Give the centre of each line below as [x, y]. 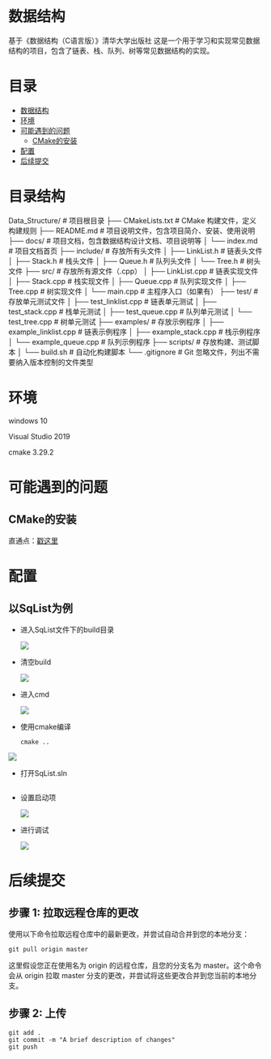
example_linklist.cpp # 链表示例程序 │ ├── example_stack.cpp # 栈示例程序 [134, 332]
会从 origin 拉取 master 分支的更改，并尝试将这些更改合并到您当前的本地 [129, 975]
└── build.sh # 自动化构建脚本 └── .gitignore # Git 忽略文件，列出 [135, 352]
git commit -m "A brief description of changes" [92, 1040]
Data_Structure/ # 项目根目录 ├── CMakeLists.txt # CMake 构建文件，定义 [133, 220]
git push [23, 1047]
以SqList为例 [41, 609]
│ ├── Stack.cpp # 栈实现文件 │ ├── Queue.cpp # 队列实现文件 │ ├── [127, 281]
